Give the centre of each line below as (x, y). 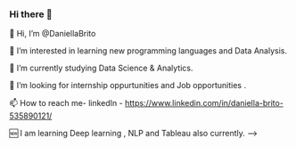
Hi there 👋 (31, 14)
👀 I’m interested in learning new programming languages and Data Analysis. (148, 51)
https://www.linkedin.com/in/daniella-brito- (204, 103)
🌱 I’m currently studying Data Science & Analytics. (101, 68)
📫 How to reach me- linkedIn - (66, 103)
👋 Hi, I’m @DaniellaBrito (53, 34)
